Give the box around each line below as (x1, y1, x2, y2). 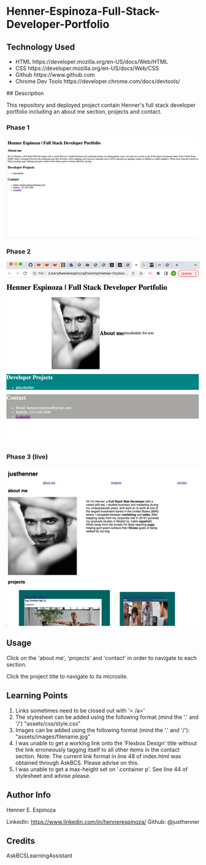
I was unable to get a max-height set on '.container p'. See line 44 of (15, 766, 188, 773)
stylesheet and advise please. (15, 772, 91, 779)
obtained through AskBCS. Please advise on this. (15, 759, 139, 766)
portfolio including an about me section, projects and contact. (6, 108, 162, 115)
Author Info (6, 790, 51, 801)
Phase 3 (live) (6, 452, 48, 461)
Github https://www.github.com (15, 71, 95, 78)
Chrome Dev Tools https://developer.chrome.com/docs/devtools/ (15, 78, 180, 85)
